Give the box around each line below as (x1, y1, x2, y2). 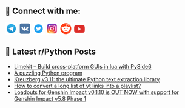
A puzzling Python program (13, 69, 82, 76)
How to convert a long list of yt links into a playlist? (13, 82, 141, 89)
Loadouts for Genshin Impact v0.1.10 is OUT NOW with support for (13, 89, 179, 96)
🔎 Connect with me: (5, 6, 81, 16)
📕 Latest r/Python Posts (5, 47, 96, 57)
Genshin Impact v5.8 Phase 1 (13, 95, 87, 102)
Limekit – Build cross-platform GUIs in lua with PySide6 (13, 62, 152, 70)
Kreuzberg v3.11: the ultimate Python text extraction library (13, 75, 160, 83)
